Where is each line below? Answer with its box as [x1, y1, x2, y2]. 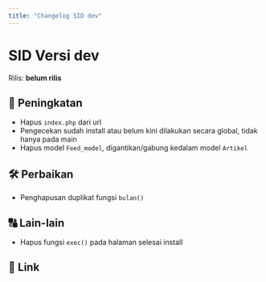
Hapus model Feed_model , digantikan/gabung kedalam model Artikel [19, 143, 248, 153]
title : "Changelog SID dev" [8, 11, 103, 20]
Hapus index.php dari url [19, 117, 102, 127]
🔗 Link [8, 260, 40, 274]
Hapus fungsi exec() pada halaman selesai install [19, 238, 183, 247]
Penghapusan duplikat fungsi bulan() [19, 193, 145, 202]
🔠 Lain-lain [8, 216, 65, 230]
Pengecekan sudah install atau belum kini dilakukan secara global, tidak [19, 126, 259, 136]
